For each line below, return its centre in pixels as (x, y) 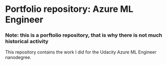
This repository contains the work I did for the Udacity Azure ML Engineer (81, 52)
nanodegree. (18, 58)
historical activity (27, 42)
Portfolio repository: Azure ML (69, 9)
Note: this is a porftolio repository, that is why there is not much (84, 35)
